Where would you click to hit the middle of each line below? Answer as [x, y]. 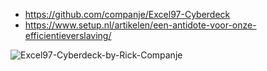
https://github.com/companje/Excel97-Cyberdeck [127, 14]
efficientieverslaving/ [68, 35]
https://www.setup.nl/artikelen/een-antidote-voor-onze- [140, 25]
